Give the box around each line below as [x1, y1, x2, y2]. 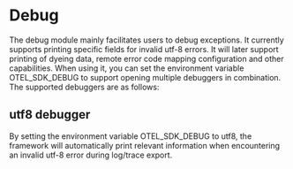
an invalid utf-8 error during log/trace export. [9, 150, 173, 160]
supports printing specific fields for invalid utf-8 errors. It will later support [9, 43, 280, 54]
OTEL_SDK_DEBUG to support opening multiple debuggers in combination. [9, 72, 282, 82]
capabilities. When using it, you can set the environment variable [9, 63, 244, 73]
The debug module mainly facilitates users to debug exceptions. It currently [9, 35, 284, 45]
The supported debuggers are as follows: [9, 81, 160, 92]
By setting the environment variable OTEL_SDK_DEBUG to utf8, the [9, 130, 252, 142]
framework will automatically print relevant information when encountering [9, 140, 281, 150]
